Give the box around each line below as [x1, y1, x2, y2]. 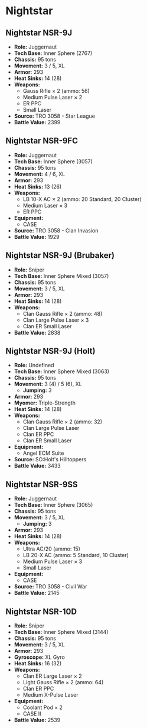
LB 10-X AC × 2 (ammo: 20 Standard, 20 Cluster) [22, 195, 142, 202]
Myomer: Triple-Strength [14, 399, 76, 406]
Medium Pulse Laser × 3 [22, 558, 83, 565]
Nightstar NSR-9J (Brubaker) [5, 250, 115, 261]
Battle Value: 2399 [14, 119, 61, 125]
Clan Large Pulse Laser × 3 [22, 316, 89, 323]
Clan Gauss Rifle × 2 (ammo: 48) [22, 310, 103, 317]
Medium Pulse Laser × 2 [22, 93, 83, 101]
